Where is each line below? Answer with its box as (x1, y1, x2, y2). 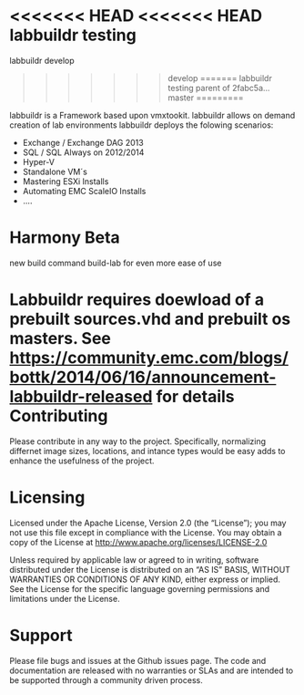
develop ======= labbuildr (167, 72, 273, 83)
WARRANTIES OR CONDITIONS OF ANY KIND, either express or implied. (9, 574, 280, 585)
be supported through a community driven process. (9, 674, 203, 685)
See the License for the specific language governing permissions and (9, 583, 270, 594)
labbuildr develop (9, 55, 75, 66)
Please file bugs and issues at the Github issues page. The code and (9, 655, 267, 666)
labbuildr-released (9, 387, 153, 407)
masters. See (9, 328, 112, 349)
